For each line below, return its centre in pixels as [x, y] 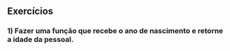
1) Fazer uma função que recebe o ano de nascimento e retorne [115, 31]
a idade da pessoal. [41, 39]
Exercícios [30, 11]
